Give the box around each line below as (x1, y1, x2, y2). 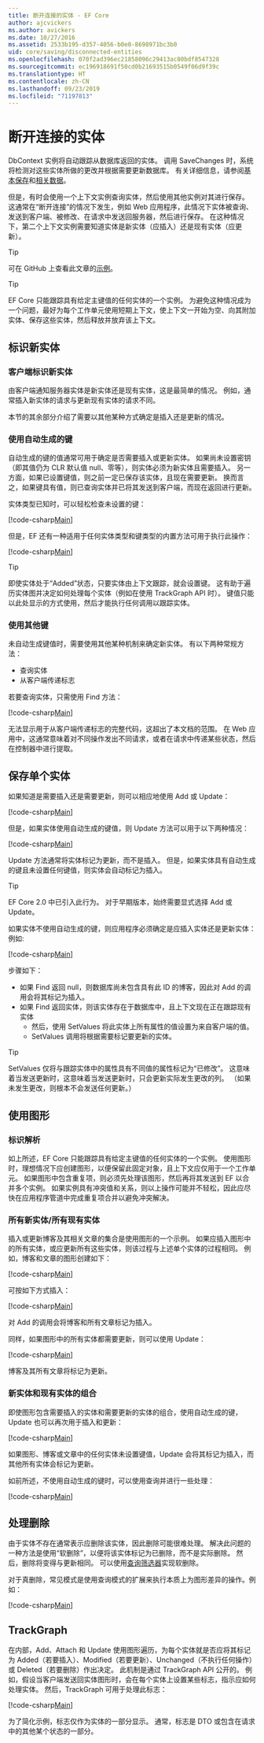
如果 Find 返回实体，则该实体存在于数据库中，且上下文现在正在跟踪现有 (19, 1002, 251, 1012)
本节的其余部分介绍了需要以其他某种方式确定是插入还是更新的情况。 (8, 412, 229, 421)
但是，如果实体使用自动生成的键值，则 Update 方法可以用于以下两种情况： (8, 823, 249, 833)
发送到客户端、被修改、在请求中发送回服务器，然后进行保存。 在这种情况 (8, 212, 244, 221)
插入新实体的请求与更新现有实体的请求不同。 (14, 395, 159, 405)
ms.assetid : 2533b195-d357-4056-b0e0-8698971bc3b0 (8, 41, 178, 49)
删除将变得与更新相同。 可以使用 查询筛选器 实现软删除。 (21, 1558, 203, 1567)
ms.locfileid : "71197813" (8, 92, 93, 100)
